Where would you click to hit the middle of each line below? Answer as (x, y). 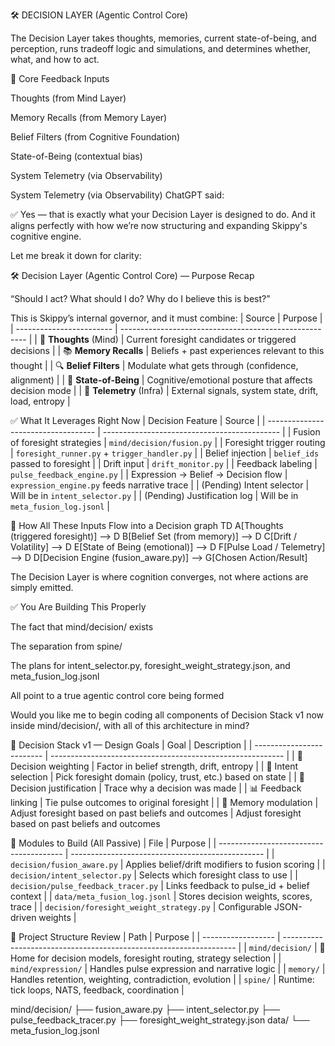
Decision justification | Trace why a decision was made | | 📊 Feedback (156, 788)
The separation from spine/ (66, 646)
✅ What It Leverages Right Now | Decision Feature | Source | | (138, 420)
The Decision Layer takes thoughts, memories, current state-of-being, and (163, 38)
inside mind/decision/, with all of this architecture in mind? (130, 725)
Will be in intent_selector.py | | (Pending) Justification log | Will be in (154, 495)
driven (23, 917)
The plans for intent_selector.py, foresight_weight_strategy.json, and (150, 665)
